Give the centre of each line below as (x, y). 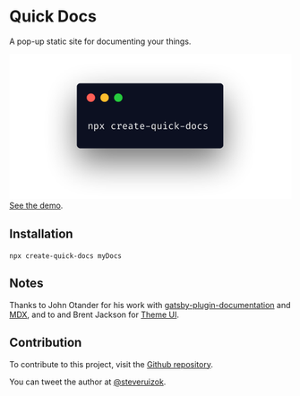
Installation (41, 233)
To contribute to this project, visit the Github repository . (111, 364)
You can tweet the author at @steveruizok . (88, 382)
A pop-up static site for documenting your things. (100, 41)
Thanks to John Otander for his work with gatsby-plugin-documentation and (150, 305)
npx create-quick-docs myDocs (66, 256)
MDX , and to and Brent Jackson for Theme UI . (94, 314)
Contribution (46, 343)
